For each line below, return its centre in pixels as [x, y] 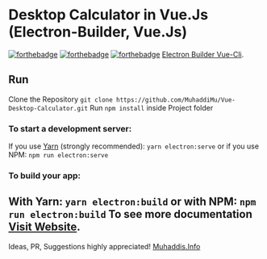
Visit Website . [44, 227]
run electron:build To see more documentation [130, 214]
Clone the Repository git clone [60, 99]
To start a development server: [70, 128]
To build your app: [44, 175]
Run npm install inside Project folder [152, 107]
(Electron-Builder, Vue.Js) [98, 32]
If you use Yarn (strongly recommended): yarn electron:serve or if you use [134, 146]
